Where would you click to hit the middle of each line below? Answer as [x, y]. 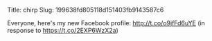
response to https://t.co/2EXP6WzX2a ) [63, 30]
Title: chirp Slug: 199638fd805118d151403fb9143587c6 [86, 10]
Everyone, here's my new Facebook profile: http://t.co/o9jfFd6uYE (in [106, 23]
